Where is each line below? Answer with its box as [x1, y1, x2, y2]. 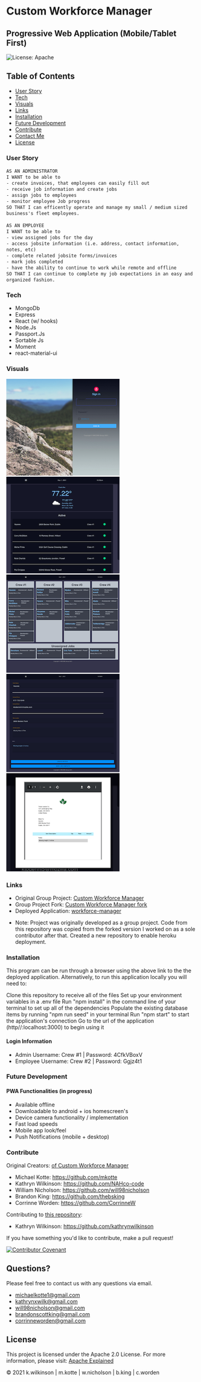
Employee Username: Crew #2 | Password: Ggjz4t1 [14, 1057, 142, 1065]
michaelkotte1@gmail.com [14, 1291, 80, 1299]
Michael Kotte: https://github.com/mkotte [14, 1174, 118, 1181]
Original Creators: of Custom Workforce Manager [6, 1161, 129, 1169]
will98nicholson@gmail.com [14, 1304, 86, 1311]
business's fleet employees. [6, 210, 80, 217]
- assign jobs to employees [6, 192, 77, 199]
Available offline [14, 1101, 56, 1108]
